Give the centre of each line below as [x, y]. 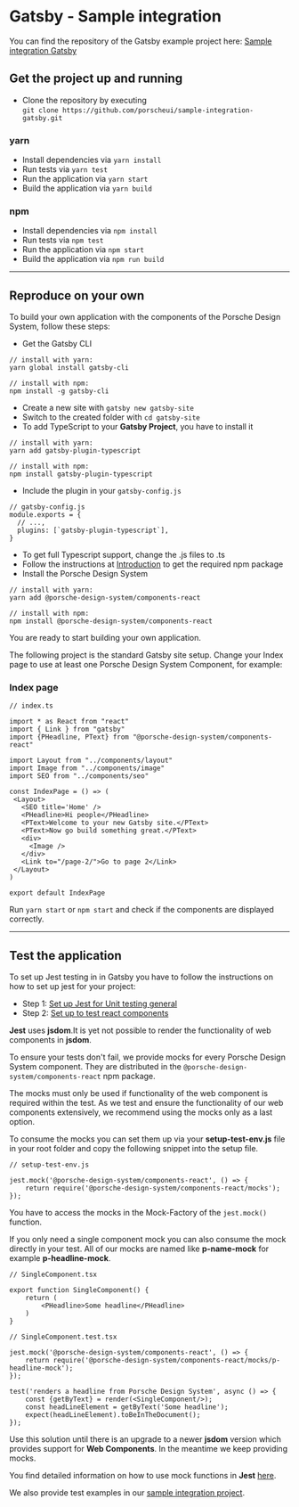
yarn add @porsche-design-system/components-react [105, 598]
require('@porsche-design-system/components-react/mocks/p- [166, 1361]
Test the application [65, 955]
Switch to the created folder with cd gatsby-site [111, 417]
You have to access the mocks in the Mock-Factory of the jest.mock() [138, 1213]
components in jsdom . [50, 1040]
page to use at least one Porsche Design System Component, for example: [146, 665]
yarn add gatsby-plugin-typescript [75, 451]
